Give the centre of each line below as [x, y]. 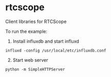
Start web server [30, 60]
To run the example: [26, 31]
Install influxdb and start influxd [46, 41]
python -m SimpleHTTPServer [35, 69]
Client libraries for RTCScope [36, 21]
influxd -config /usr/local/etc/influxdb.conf [56, 50]
